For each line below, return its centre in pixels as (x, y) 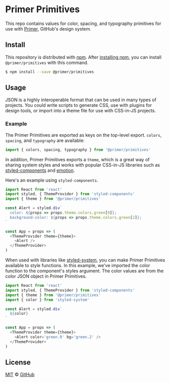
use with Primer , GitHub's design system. (48, 28)
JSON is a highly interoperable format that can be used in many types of (81, 100)
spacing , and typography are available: (45, 140)
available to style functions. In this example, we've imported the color (78, 266)
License (18, 362)
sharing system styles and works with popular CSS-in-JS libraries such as (83, 165)
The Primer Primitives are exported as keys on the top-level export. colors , (83, 135)
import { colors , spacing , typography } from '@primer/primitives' (78, 150)
